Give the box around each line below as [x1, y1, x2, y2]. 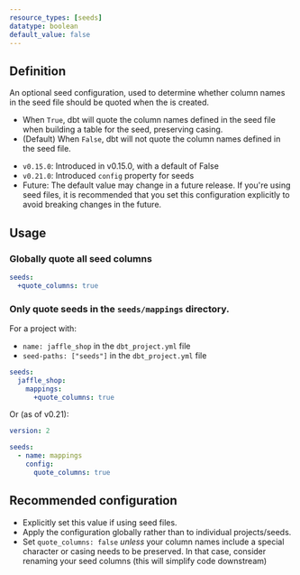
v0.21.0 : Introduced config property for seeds [22, 171, 195, 181]
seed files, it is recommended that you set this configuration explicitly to [22, 190, 290, 200]
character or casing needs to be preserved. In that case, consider [22, 545, 267, 556]
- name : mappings [17, 451, 83, 460]
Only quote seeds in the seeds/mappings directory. [9, 302, 230, 315]
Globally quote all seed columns [9, 252, 153, 264]
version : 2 [9, 426, 50, 436]
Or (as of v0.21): [9, 409, 69, 420]
